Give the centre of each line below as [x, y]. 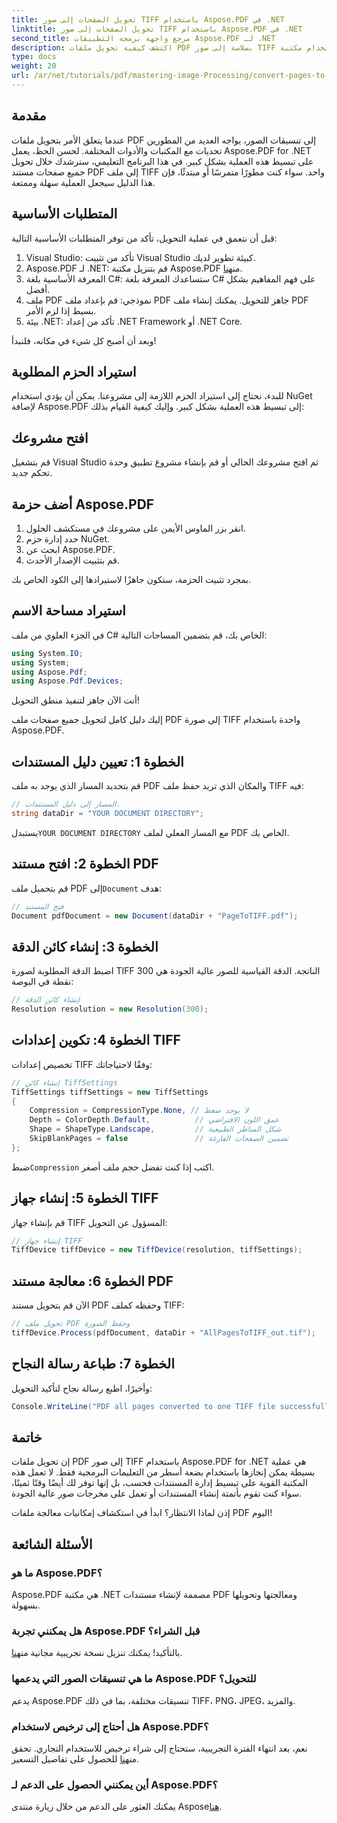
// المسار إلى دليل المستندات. [66, 804]
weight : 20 [34, 66]
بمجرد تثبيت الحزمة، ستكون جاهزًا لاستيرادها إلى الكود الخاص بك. [131, 579]
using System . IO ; [47, 653]
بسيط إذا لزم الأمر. [61, 310]
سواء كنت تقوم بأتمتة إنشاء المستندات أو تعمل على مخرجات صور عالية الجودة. [157, 1493]
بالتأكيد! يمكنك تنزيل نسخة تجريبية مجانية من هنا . [97, 1653]
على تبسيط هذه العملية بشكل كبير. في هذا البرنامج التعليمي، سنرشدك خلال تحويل [162, 161]
